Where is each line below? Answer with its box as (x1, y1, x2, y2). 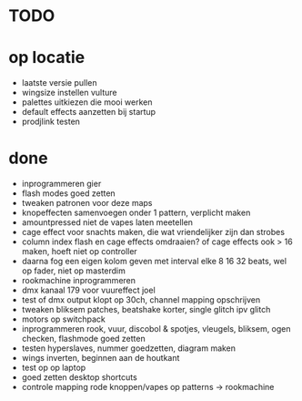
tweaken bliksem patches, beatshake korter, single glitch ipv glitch (21, 304, 271, 315)
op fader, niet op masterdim (21, 265, 126, 276)
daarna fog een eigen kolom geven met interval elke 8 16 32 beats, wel (21, 256, 287, 267)
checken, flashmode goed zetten (21, 334, 146, 344)
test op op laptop (21, 362, 86, 374)
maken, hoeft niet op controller (21, 246, 137, 257)
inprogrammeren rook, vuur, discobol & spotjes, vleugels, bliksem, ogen (21, 324, 292, 334)
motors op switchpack (21, 314, 106, 324)
